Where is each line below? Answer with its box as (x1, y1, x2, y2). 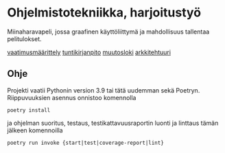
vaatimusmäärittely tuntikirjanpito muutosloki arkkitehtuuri (7, 48, 171, 56)
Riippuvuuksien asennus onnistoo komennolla (7, 93, 137, 102)
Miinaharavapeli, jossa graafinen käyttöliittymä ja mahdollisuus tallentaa (7, 27, 210, 36)
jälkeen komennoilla (7, 126, 63, 134)
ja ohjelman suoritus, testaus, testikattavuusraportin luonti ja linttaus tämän (7, 119, 219, 127)
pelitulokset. (7, 34, 43, 43)
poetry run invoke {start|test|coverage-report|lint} (7, 139, 165, 146)
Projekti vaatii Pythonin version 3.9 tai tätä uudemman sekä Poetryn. (7, 86, 200, 94)
